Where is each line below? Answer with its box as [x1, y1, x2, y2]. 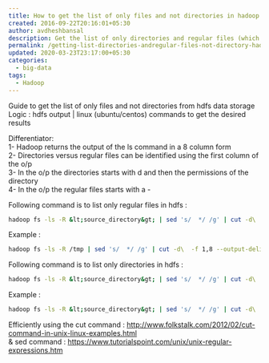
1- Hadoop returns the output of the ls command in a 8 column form [8, 142, 232, 151]
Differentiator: [8, 133, 54, 143]
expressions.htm [8, 345, 63, 355]
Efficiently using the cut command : [8, 320, 126, 329]
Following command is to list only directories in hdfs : [8, 260, 184, 269]
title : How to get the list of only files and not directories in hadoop [8, 11, 260, 20]
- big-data [15, 64, 52, 72]
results [8, 118, 31, 127]
